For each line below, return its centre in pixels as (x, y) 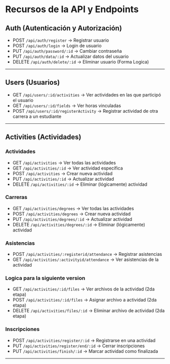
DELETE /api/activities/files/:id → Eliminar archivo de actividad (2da (89, 311)
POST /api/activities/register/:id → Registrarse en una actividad (84, 340)
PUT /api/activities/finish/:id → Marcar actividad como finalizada (85, 351)
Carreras (16, 197)
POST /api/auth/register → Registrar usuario (61, 40)
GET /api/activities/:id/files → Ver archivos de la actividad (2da (84, 289)
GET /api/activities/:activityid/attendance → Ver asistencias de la (86, 259)
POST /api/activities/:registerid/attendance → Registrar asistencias (87, 254)
